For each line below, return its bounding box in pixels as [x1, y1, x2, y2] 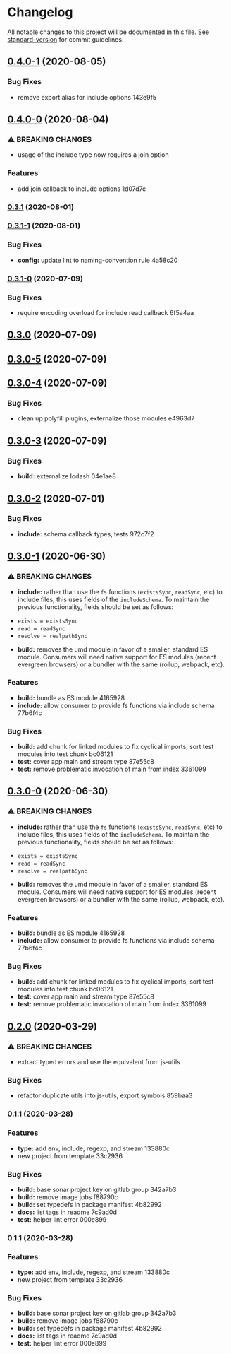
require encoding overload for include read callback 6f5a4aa [17, 308, 194, 317]
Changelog [7, 4, 73, 20]
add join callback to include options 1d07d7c [17, 184, 146, 193]
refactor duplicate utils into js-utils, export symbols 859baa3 [17, 1091, 193, 1100]
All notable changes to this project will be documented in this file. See [7, 28, 210, 36]
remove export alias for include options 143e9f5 [17, 93, 157, 101]
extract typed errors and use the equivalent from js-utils [17, 1058, 181, 1066]
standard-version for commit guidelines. [7, 35, 124, 43]
